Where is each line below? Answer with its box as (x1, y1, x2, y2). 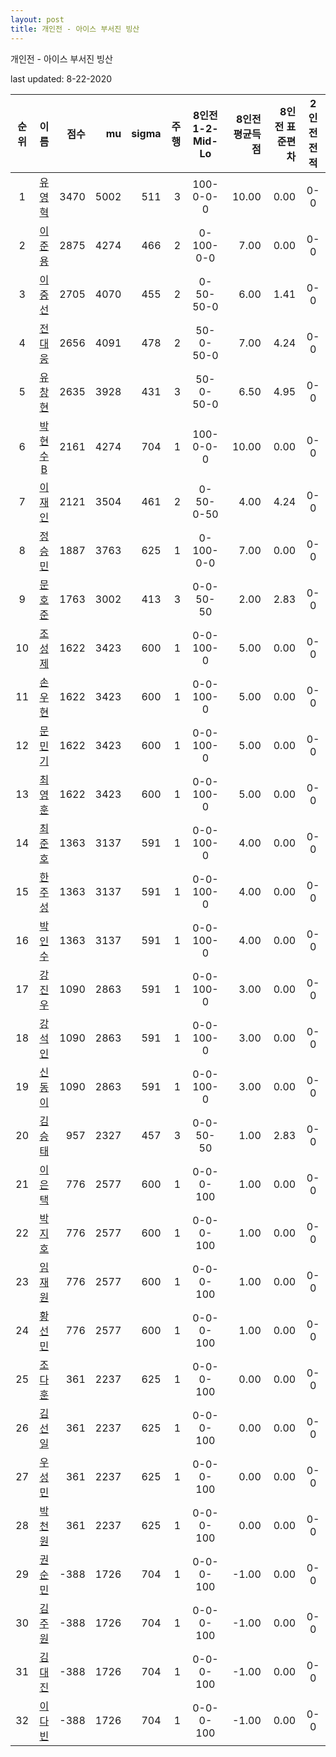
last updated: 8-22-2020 (10, 72, 113, 85)
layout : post (10, 14, 65, 25)
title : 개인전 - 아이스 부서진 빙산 (10, 24, 140, 34)
